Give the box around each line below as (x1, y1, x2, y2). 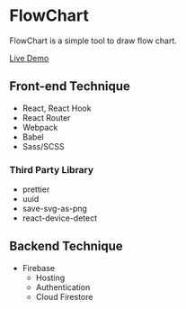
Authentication (35, 281, 91, 293)
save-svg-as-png (22, 204, 88, 214)
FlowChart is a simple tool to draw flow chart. (9, 35, 178, 46)
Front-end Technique (9, 78, 130, 95)
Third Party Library (9, 163, 94, 176)
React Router (22, 112, 71, 123)
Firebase (22, 262, 56, 273)
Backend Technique (9, 239, 123, 254)
